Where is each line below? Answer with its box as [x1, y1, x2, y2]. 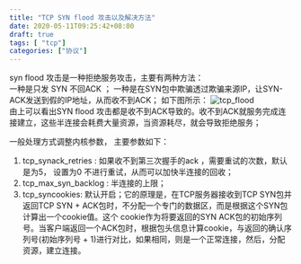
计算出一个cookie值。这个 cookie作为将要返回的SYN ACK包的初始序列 [22, 212, 283, 223]
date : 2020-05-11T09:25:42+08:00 [9, 22, 135, 31]
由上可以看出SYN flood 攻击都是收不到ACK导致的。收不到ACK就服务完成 [9, 106, 279, 117]
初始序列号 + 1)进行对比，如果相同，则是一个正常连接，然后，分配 [40, 234, 286, 245]
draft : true [9, 30, 54, 39]
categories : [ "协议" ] [9, 47, 88, 56]
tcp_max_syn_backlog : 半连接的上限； [22, 178, 166, 189]
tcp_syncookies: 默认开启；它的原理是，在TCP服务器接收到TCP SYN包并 [22, 189, 292, 200]
